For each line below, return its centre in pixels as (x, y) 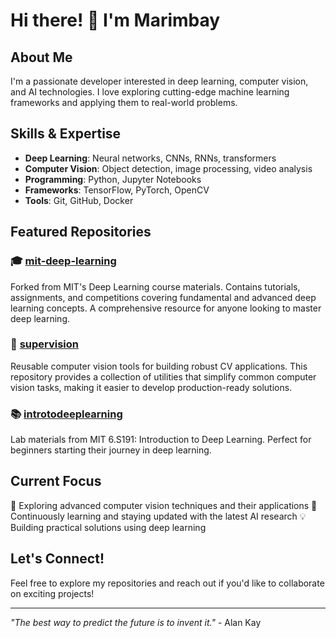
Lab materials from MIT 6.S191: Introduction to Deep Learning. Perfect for (161, 440)
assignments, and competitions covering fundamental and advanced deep (163, 297)
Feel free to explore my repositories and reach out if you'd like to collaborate (167, 583)
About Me (41, 57)
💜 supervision (45, 344)
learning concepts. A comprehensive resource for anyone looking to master (166, 308)
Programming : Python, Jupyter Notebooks (113, 179)
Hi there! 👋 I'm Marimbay (115, 20)
